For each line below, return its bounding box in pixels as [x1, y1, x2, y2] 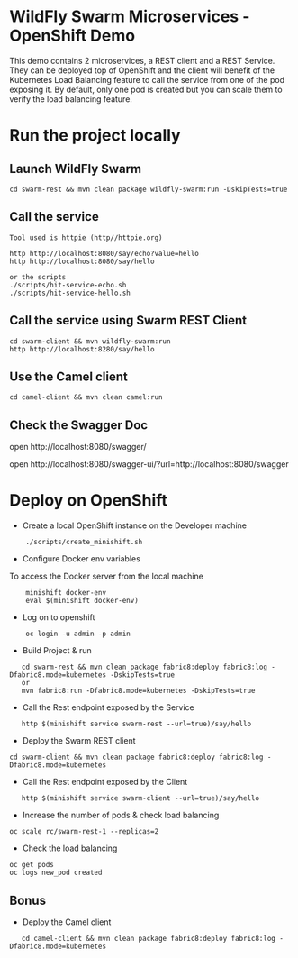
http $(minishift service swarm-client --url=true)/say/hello [21, 794, 259, 803]
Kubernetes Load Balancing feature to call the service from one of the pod [9, 74, 285, 85]
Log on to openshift [22, 612, 95, 623]
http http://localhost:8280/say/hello [9, 344, 155, 353]
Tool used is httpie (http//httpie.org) [9, 233, 164, 242]
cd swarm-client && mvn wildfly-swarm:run [9, 336, 171, 346]
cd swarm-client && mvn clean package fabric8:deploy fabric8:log [9, 753, 264, 762]
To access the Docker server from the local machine [9, 570, 204, 582]
